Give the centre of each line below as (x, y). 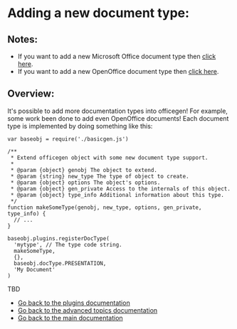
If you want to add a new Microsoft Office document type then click (117, 56)
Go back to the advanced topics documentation (88, 310)
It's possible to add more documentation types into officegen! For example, (117, 111)
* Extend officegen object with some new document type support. (109, 158)
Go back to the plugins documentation (74, 303)
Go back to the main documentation (70, 318)
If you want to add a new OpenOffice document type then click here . (118, 71)
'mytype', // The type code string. (68, 244)
